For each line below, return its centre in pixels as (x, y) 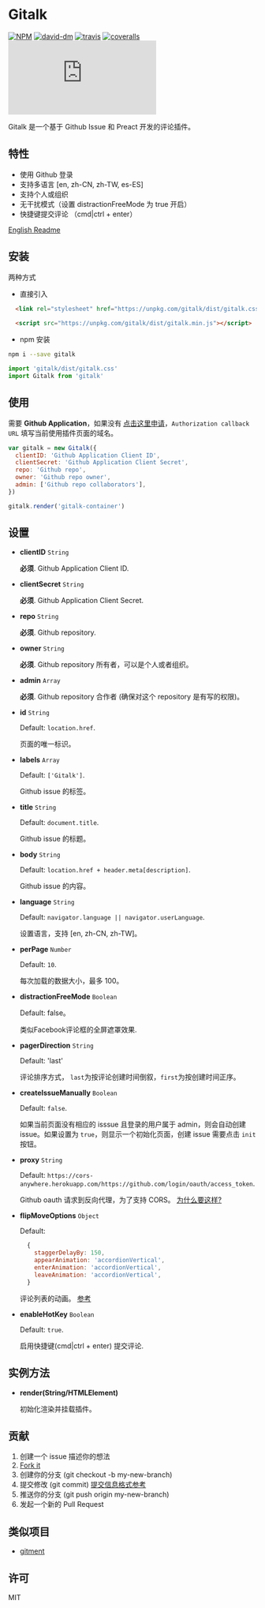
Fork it (30, 1465)
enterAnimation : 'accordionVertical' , (98, 1268)
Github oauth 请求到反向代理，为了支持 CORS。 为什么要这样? (121, 1200)
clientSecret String (52, 584)
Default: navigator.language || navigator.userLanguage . (112, 917)
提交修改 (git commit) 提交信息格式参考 (83, 1485)
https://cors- (70, 1176)
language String (47, 902)
